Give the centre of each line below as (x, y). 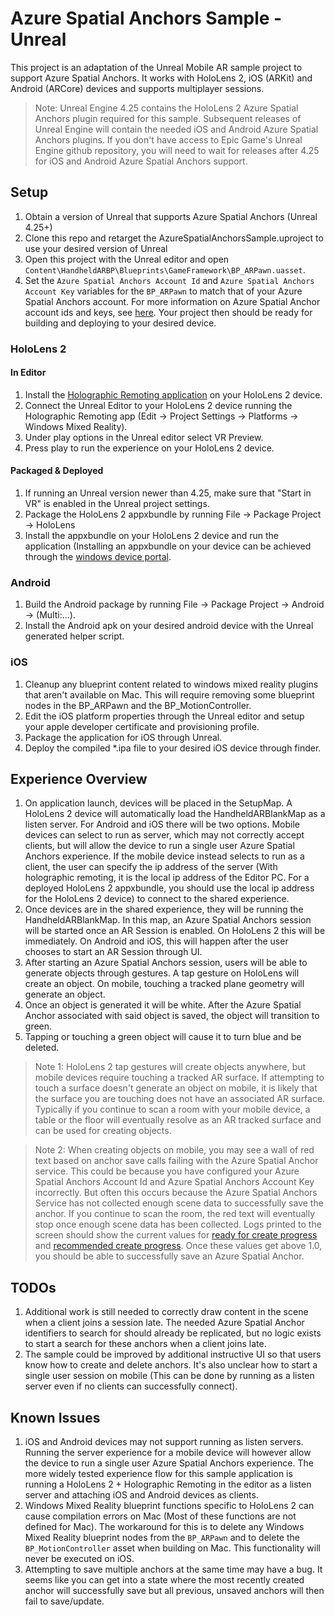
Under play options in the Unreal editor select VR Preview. (144, 437)
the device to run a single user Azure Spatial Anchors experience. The (169, 1463)
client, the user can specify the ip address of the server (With (151, 867)
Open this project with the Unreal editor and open (127, 259)
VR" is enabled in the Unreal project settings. (117, 504)
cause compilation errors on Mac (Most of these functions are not (160, 1516)
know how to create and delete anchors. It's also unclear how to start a (171, 1365)
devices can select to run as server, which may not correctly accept (164, 835)
